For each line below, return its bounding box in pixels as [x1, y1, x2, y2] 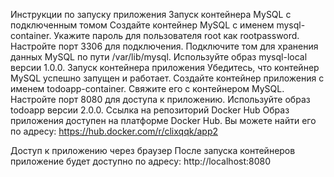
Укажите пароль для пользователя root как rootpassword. [53, 30, 300, 41]
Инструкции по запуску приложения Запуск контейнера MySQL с [10, 9, 292, 20]
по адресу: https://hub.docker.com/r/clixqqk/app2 [10, 125, 218, 137]
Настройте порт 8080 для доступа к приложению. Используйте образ [10, 94, 311, 105]
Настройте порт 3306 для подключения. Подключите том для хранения [10, 40, 319, 52]
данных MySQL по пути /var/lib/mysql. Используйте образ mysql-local [10, 51, 308, 63]
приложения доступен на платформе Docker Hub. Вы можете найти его [10, 115, 317, 126]
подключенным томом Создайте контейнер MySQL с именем [10, 19, 275, 31]
